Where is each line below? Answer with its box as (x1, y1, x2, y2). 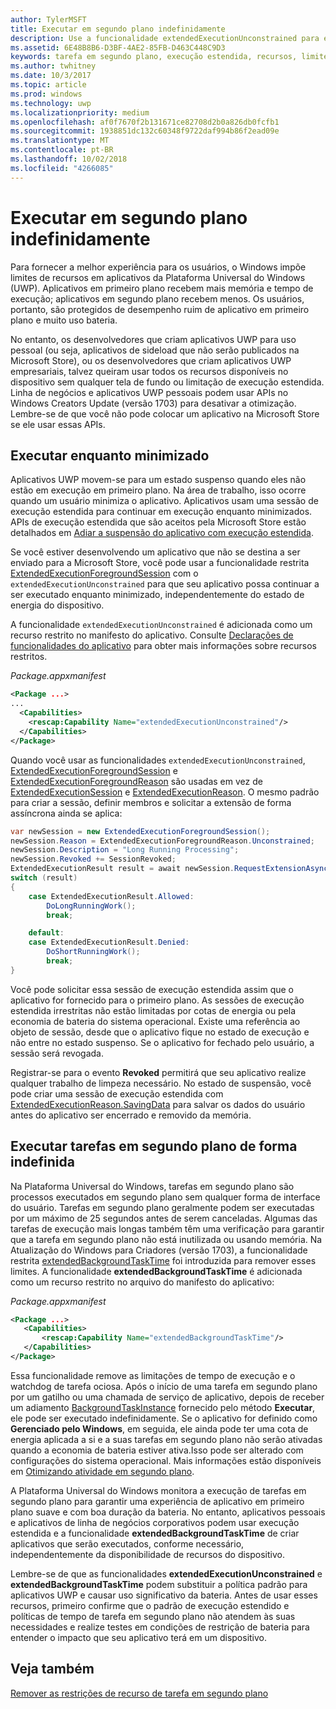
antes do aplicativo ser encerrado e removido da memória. (10, 1109, 252, 1121)
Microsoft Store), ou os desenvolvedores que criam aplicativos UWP (10, 354, 292, 366)
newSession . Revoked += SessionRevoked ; (10, 854, 177, 865)
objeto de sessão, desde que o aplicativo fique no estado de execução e (10, 1026, 310, 1038)
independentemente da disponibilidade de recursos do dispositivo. (10, 1548, 285, 1560)
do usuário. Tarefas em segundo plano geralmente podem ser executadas (10, 1201, 315, 1213)
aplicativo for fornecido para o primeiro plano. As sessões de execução (10, 994, 305, 1006)
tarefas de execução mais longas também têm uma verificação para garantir (10, 1222, 325, 1235)
